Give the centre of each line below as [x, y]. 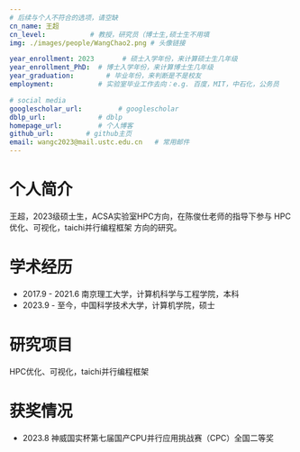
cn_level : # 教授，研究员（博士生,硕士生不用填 [109, 34]
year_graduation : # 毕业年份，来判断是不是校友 [105, 76]
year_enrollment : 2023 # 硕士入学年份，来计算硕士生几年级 [124, 59]
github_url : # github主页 [71, 134]
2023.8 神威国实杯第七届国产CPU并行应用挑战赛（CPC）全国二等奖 [148, 438]
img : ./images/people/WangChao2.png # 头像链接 [98, 43]
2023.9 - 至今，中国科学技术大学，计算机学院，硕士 [118, 305]
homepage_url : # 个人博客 [71, 126]
